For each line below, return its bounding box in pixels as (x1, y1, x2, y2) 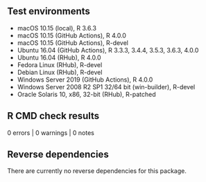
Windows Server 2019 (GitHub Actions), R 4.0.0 (17, 75, 153, 84)
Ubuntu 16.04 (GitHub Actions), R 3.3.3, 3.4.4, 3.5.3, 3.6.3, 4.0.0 (17, 46, 199, 54)
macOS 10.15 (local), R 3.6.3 (17, 24, 97, 32)
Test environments (7, 6, 90, 17)
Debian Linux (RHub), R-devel (17, 68, 103, 76)
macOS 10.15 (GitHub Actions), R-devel (17, 38, 129, 47)
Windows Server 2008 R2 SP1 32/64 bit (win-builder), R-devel (17, 82, 196, 91)
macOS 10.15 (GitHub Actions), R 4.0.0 (17, 31, 127, 39)
